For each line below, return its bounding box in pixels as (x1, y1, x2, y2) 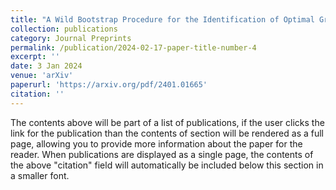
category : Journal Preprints (10, 33, 132, 43)
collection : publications (10, 24, 118, 34)
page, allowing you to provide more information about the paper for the (10, 137, 303, 150)
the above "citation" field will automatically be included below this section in (10, 159, 324, 171)
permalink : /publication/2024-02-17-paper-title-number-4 (10, 42, 257, 53)
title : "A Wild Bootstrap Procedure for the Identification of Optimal (10, 14, 315, 25)
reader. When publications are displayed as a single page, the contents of (10, 148, 314, 160)
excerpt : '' (10, 52, 60, 62)
